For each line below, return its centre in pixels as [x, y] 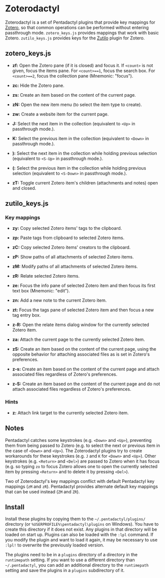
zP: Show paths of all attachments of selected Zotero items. [73, 257]
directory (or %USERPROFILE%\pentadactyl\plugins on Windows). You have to [82, 524]
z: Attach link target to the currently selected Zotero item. [70, 413]
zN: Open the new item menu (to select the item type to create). [77, 105]
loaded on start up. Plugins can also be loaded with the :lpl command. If [79, 535]
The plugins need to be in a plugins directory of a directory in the [71, 555]
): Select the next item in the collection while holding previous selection [85, 153]
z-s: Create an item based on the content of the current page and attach [86, 369]
